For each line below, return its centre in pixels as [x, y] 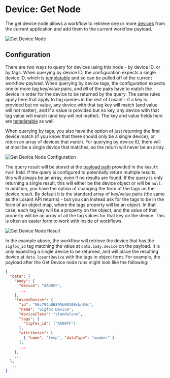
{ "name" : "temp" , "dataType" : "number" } [69, 338]
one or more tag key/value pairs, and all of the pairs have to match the [79, 89]
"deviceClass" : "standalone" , [50, 314]
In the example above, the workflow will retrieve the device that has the [80, 241]
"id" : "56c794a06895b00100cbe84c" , [56, 304]
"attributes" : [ [36, 333]
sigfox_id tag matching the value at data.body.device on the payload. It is [83, 246]
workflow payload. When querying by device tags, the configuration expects [85, 83]
